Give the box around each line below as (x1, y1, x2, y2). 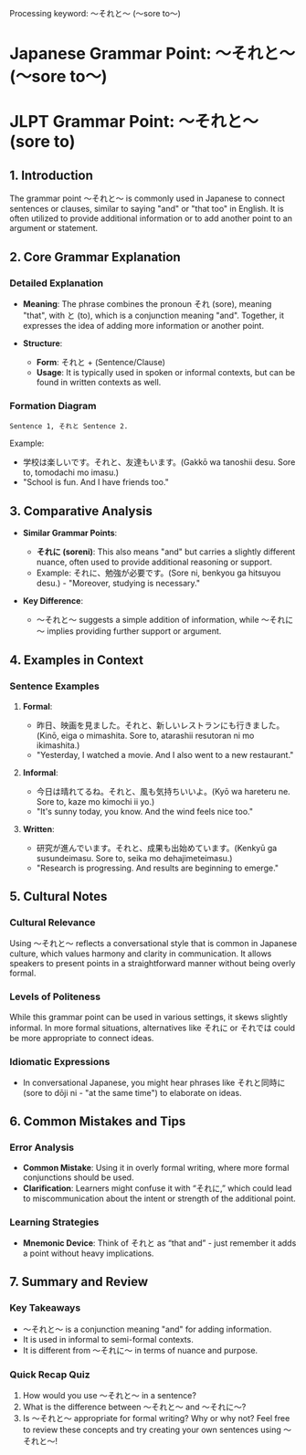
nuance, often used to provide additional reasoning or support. (36, 556, 272, 567)
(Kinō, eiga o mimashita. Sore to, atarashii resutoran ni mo (36, 730, 255, 741)
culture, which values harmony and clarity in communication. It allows (9, 948, 272, 959)
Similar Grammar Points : (22, 527, 118, 538)
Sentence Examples (9, 680, 100, 692)
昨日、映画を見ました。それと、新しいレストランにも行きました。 (36, 720, 285, 731)
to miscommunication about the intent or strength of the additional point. (22, 1193, 297, 1204)
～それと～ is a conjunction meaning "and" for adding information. (22, 1323, 272, 1334)
